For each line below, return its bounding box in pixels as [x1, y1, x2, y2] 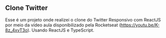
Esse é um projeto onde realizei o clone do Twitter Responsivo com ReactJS [5, 17, 161, 22]
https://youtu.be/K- [120, 22, 160, 28]
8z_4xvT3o [5, 27, 28, 33]
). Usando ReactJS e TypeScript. [27, 27, 94, 33]
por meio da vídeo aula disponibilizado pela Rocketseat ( [5, 22, 121, 28]
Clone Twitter [5, 4, 48, 12]
